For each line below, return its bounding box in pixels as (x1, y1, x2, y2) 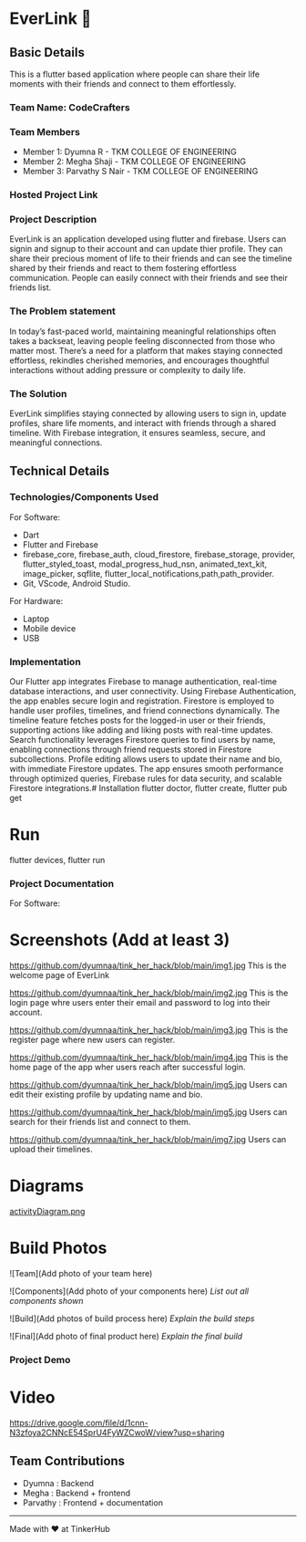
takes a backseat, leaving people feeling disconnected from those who (9, 335, 276, 346)
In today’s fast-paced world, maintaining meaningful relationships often (9, 326, 276, 337)
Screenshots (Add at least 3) (9, 930, 230, 951)
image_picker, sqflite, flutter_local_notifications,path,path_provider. (22, 568, 275, 578)
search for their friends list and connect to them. (9, 1117, 191, 1128)
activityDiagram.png (9, 1206, 86, 1217)
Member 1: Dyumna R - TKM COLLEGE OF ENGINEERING (22, 146, 237, 158)
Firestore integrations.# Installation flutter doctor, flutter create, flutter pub (9, 783, 288, 794)
